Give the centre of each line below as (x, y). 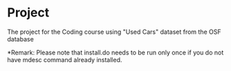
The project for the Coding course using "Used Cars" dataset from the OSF (114, 32)
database (21, 39)
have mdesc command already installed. (65, 59)
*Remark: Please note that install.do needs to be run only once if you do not (115, 52)
